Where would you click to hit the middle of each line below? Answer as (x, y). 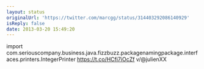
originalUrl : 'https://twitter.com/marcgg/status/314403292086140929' (98, 18)
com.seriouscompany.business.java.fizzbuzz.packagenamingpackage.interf (102, 53)
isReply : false (26, 23)
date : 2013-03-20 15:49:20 (41, 29)
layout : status (26, 12)
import (15, 46)
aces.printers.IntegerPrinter (41, 59)
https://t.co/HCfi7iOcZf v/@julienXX (122, 59)
